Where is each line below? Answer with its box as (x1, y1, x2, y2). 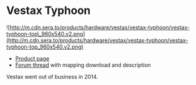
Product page (15, 55, 50, 62)
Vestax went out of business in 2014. (6, 73, 98, 80)
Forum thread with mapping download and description (15, 61, 151, 69)
